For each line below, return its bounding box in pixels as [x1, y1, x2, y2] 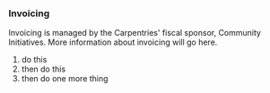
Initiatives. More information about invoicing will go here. [8, 37, 218, 47]
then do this [21, 63, 66, 74]
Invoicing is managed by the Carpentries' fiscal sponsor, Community [8, 28, 262, 38]
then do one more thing [21, 73, 109, 84]
